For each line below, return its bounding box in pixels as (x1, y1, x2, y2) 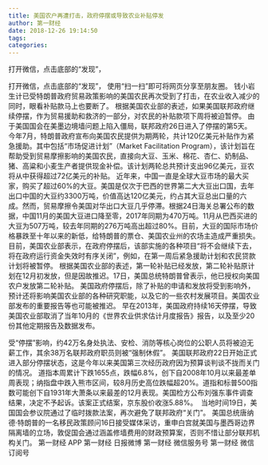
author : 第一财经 (8, 19, 61, 27)
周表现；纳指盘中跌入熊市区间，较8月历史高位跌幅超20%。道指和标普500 (8, 378, 251, 387)
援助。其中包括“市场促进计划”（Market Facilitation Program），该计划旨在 (14, 141, 255, 151)
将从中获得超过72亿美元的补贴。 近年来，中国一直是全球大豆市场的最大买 (8, 171, 250, 181)
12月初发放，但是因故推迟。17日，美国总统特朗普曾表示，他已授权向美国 (22, 271, 260, 280)
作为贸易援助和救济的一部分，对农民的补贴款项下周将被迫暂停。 (35, 111, 246, 121)
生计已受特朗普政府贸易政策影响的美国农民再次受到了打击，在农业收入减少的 (8, 91, 260, 101)
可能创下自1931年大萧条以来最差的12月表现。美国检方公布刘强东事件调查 (14, 388, 254, 398)
